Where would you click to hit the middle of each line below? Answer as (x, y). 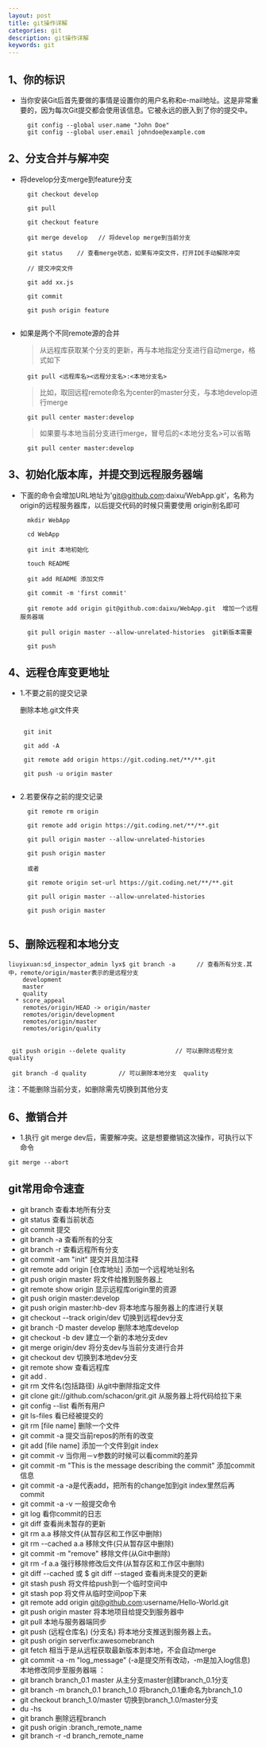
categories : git (35, 30)
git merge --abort (39, 1163)
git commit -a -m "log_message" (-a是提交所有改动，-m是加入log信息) (135, 1660)
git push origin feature (68, 310)
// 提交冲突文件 (50, 268)
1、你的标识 (37, 79)
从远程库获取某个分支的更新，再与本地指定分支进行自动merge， (144, 350)
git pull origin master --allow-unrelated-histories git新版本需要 (140, 632)
